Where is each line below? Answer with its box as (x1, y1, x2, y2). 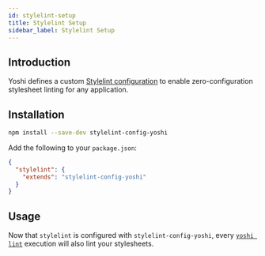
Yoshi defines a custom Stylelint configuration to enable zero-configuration (8, 77, 253, 86)
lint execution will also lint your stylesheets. (8, 239, 154, 249)
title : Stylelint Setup (8, 19, 87, 27)
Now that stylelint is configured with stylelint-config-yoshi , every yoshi (8, 231, 255, 240)
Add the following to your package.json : (8, 143, 137, 152)
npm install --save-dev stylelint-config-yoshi (8, 129, 168, 137)
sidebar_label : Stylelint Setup (8, 26, 115, 34)
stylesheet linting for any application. (8, 85, 129, 95)
